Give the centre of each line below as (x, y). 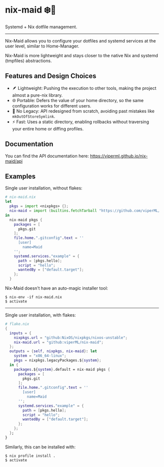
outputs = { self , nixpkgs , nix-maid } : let (53, 351)
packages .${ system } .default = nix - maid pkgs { (62, 369)
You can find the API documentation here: (47, 156)
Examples (20, 176)
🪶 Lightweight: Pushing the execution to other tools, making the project (84, 88)
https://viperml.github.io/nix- (119, 156)
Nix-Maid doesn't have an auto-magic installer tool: (57, 288)
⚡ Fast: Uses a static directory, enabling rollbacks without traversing (81, 122)
